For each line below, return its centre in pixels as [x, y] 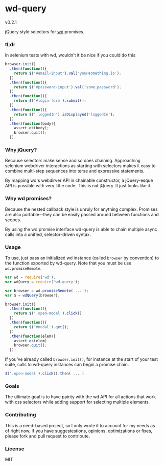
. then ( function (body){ [33, 123]
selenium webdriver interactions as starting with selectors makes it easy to [80, 166]
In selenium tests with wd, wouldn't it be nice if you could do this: [71, 55]
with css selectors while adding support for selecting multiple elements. [78, 402]
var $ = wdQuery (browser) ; [33, 295]
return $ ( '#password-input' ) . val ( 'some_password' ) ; [68, 87]
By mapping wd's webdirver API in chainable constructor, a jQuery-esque [79, 180]
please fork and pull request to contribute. [47, 436]
